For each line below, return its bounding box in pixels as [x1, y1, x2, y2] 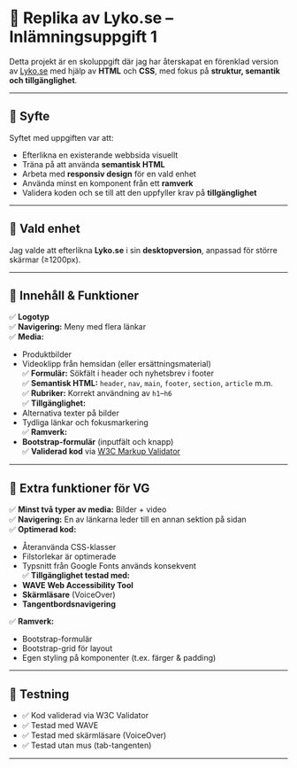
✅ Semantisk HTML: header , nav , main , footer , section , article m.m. [21, 378, 274, 389]
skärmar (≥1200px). [9, 254, 81, 265]
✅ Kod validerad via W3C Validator [21, 710, 148, 720]
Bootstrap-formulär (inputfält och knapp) [21, 437, 174, 447]
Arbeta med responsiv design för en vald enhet [21, 168, 197, 179]
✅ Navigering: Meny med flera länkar [9, 322, 147, 332]
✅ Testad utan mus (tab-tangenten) [21, 740, 152, 750]
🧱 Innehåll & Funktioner [9, 288, 140, 303]
